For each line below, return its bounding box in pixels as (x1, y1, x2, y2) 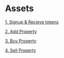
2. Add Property (5, 28, 37, 34)
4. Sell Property (5, 47, 36, 53)
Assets (5, 3, 34, 14)
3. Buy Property (5, 38, 36, 44)
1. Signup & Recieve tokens (5, 19, 59, 25)
